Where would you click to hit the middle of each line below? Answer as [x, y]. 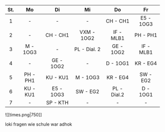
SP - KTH [57, 103]
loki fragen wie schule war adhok [39, 124]
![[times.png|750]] [24, 115]
